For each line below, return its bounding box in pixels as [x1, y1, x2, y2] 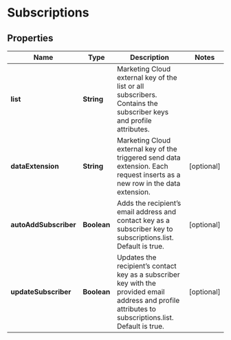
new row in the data [116, 179, 181, 188]
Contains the [116, 98, 158, 108]
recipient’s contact [116, 262, 177, 270]
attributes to [116, 304, 157, 314]
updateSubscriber [10, 287, 71, 297]
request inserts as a [116, 170, 181, 180]
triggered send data [116, 153, 181, 162]
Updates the [116, 253, 157, 262]
